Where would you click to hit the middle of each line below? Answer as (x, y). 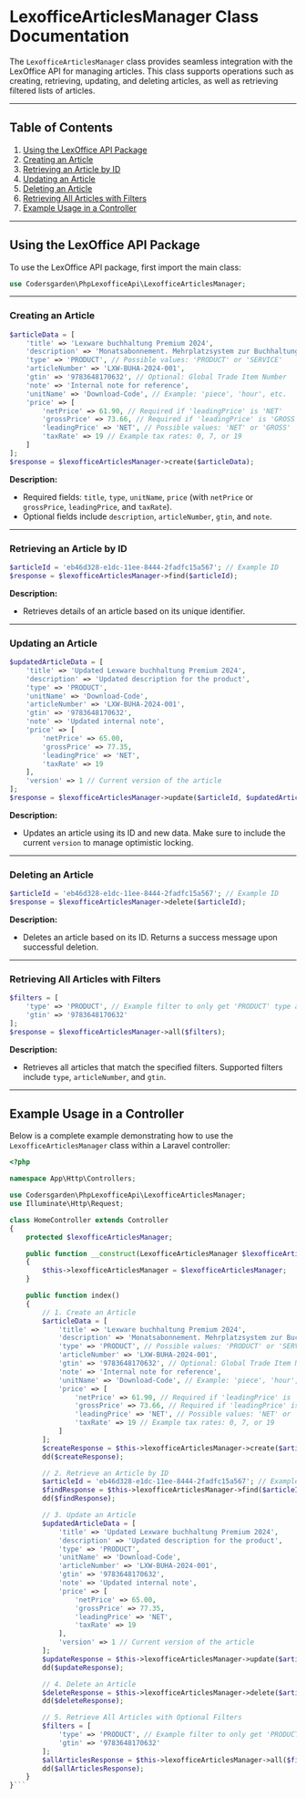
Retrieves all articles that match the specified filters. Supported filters (153, 1067)
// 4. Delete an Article (89, 1684)
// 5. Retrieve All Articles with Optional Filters (143, 1718)
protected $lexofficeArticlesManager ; (99, 1237)
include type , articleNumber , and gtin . (94, 1076)
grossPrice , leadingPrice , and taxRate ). (97, 506)
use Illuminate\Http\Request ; (67, 1204)
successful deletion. (61, 947)
